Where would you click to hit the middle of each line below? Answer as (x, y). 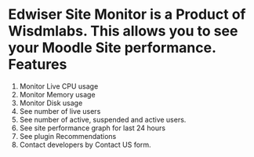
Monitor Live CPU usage (59, 86)
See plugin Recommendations (68, 136)
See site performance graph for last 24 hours (93, 128)
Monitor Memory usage (57, 94)
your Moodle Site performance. (112, 48)
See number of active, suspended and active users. (103, 119)
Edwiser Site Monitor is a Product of (127, 15)
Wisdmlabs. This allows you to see (123, 31)
